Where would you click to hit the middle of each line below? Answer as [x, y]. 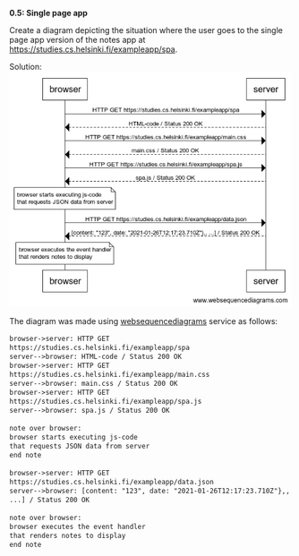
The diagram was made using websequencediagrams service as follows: [144, 321]
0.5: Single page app [48, 13]
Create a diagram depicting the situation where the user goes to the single [146, 30]
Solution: [26, 67]
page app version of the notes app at [77, 40]
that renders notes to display [68, 536]
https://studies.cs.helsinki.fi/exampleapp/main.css [110, 375]
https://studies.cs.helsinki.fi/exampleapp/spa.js [106, 402]
